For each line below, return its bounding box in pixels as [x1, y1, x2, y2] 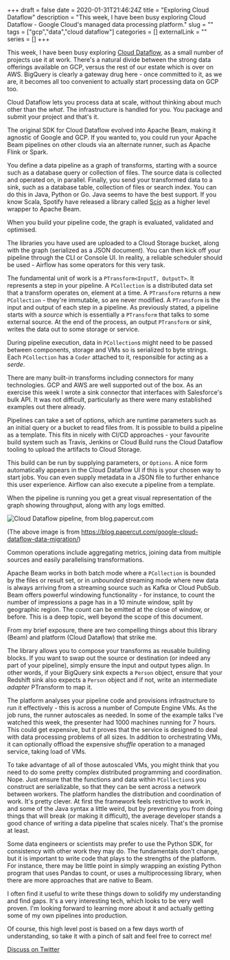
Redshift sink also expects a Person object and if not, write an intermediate [7, 676, 218, 684]
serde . [7, 361, 25, 368]
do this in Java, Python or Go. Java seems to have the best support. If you [7, 190, 217, 198]
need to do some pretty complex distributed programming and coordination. [7, 768, 222, 776]
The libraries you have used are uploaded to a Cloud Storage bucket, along [7, 239, 220, 247]
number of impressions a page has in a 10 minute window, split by [7, 598, 194, 606]
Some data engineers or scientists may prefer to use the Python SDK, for [7, 840, 213, 847]
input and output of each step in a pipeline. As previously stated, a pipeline [7, 304, 218, 311]
